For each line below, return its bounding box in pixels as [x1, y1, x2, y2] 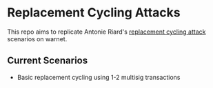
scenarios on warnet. [7, 34, 68, 43]
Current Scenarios [7, 55, 88, 67]
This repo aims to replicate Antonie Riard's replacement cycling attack [7, 27, 206, 36]
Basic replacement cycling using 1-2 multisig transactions [17, 73, 181, 81]
